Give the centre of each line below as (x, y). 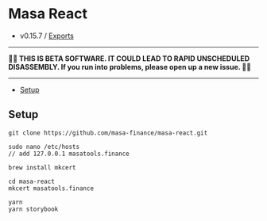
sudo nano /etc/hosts (44, 147)
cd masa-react (32, 181)
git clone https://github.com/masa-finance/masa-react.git (108, 133)
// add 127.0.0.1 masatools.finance (69, 154)
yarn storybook (33, 209)
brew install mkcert (43, 167)
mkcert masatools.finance (51, 188)
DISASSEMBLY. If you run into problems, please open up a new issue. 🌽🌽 (130, 67)
